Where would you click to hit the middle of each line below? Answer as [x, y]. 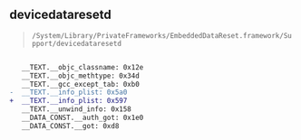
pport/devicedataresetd [77, 43]
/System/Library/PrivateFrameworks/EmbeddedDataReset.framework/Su [161, 35]
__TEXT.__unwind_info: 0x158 [76, 109]
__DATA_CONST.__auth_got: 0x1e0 [83, 118]
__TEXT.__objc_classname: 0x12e [83, 67]
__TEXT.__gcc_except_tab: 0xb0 [81, 84]
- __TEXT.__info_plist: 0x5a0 [68, 93]
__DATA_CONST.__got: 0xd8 [70, 126]
